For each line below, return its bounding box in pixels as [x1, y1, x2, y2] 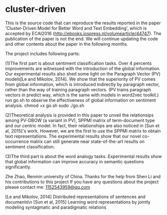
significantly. [5, 164, 31, 170]
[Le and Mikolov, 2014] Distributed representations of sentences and [5, 194, 146, 200]
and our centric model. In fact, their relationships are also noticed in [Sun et [5, 123, 160, 129]
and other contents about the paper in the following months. [5, 41, 128, 47]
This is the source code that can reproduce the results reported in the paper [5, 20, 161, 26]
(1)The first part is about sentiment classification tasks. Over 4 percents [5, 60, 152, 66]
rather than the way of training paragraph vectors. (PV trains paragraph [5, 86, 152, 92]
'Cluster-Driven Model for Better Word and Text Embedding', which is [5, 25, 147, 31]
